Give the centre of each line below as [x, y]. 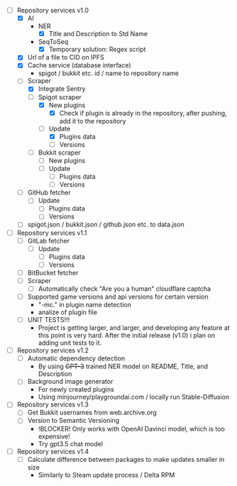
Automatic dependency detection [76, 358]
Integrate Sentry [62, 89]
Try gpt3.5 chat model [71, 443]
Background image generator [70, 382]
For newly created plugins [76, 390]
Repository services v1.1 [52, 233]
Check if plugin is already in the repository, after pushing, [143, 113]
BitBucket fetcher [53, 272]
